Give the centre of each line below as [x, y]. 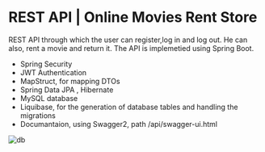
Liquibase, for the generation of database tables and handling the [129, 107]
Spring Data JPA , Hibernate [67, 90]
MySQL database [49, 98]
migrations [38, 115]
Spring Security [46, 64]
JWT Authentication [53, 72]
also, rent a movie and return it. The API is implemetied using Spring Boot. [131, 48]
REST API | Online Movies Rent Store [133, 17]
